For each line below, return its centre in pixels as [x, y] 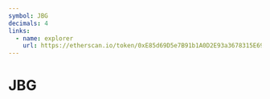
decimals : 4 [28, 23]
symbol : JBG [28, 16]
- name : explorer [45, 38]
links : [19, 31]
